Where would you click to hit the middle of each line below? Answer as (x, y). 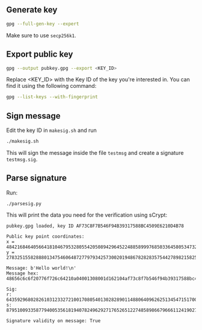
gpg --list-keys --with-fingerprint (52, 97)
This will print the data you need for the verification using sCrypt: (87, 215)
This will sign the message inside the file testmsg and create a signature (95, 152)
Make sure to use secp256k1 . (41, 35)
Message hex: (23, 273)
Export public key (40, 54)
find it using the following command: (51, 86)
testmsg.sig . (22, 159)
